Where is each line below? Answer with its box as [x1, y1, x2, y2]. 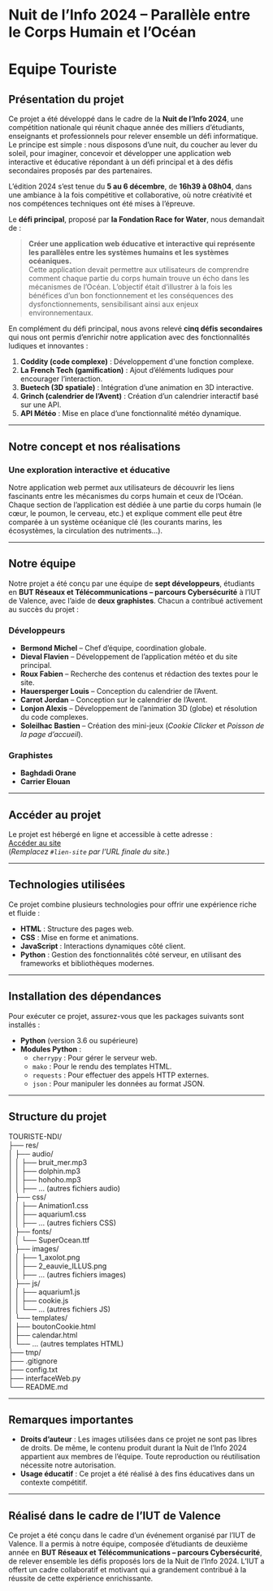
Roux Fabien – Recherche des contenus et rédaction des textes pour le [19, 669, 258, 678]
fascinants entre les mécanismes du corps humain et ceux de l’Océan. [8, 491, 244, 501]
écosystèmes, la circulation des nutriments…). [8, 526, 163, 535]
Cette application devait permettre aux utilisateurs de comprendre [28, 265, 249, 275]
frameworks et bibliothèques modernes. [19, 958, 154, 968]
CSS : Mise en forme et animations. [19, 932, 139, 942]
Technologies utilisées [8, 878, 126, 891]
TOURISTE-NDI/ [8, 1131, 63, 1141]
